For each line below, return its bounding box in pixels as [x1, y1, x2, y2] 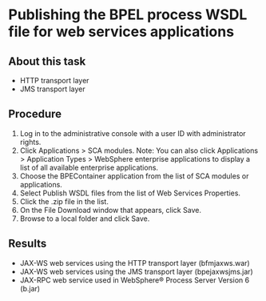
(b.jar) [19, 283, 41, 293]
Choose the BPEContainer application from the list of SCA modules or [19, 171, 249, 181]
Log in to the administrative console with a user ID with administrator [19, 128, 246, 138]
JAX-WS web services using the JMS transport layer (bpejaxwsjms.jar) [19, 267, 253, 276]
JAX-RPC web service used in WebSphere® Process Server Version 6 [19, 275, 250, 285]
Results [8, 237, 47, 251]
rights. [19, 137, 42, 146]
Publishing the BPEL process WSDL [8, 6, 248, 24]
